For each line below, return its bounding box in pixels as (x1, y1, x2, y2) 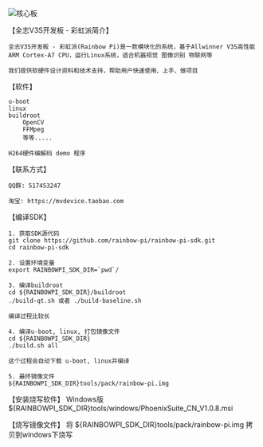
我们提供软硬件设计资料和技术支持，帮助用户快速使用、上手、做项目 (8, 67, 198, 75)
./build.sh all (8, 342, 59, 350)
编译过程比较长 (8, 312, 50, 320)
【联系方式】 (8, 164, 50, 174)
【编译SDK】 (8, 212, 51, 222)
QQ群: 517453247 (8, 182, 61, 190)
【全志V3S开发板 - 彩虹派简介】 (8, 25, 113, 35)
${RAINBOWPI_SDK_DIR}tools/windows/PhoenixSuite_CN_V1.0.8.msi (8, 403, 234, 413)
